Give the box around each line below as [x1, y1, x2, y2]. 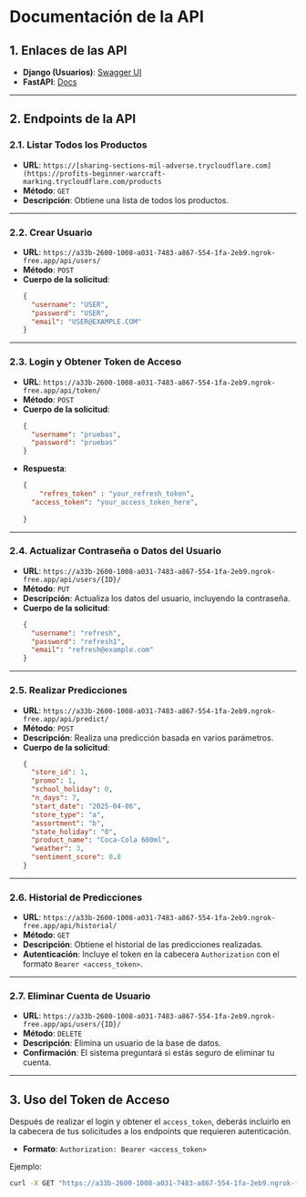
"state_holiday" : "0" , [31, 827, 117, 836]
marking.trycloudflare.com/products [22, 177, 162, 186]
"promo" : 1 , [31, 776, 76, 785]
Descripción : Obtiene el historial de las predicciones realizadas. [22, 939, 264, 950]
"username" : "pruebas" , [31, 430, 121, 439]
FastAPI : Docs [22, 77, 77, 87]
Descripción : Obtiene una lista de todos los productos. [22, 194, 229, 206]
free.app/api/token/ [22, 385, 101, 395]
